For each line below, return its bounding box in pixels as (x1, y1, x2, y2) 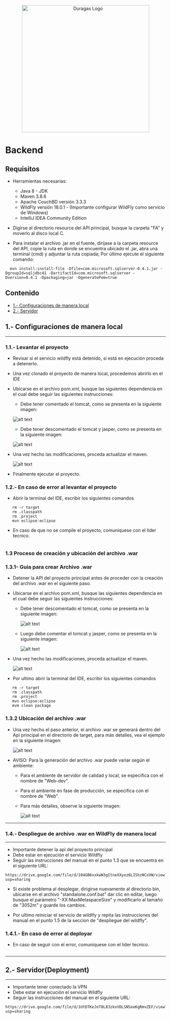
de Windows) (20, 210, 48, 216)
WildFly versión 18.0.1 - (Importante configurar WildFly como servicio (20, 204, 165, 210)
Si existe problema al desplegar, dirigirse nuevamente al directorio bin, (12, 886, 160, 892)
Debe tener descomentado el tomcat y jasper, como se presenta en (20, 426, 162, 432)
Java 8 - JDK (20, 188, 48, 194)
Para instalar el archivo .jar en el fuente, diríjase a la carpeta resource (12, 240, 159, 246)
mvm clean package (12, 703, 51, 708)
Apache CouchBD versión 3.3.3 (20, 199, 87, 205)
